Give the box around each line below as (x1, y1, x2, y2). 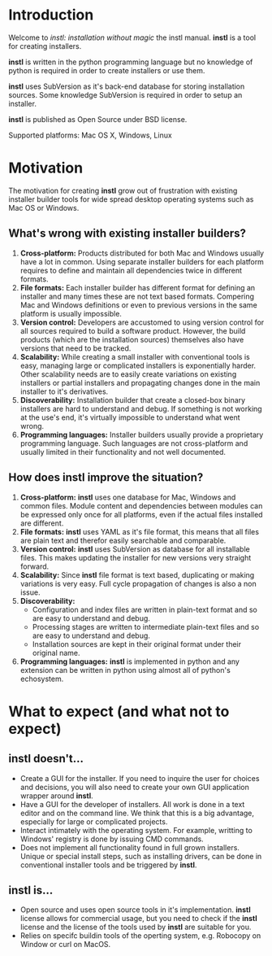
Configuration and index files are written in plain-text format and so (32, 605, 258, 614)
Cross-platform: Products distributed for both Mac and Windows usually (19, 248, 265, 258)
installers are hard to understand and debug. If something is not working (19, 404, 262, 413)
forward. (19, 561, 50, 571)
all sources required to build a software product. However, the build (19, 325, 246, 335)
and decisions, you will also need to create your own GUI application (19, 782, 249, 792)
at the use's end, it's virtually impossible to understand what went (19, 413, 241, 422)
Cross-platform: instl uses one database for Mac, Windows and (19, 492, 236, 502)
